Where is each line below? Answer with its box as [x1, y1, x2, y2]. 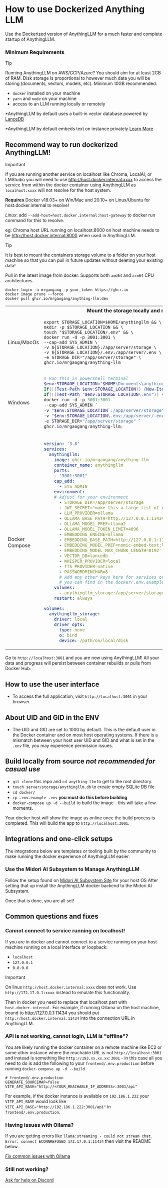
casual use [5, 765, 40, 774]
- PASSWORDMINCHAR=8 [59, 569, 108, 575]
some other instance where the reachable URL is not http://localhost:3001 [5, 1049, 161, 1055]
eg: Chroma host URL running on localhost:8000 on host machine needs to [5, 227, 160, 233]
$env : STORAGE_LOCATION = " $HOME [43, 381, 116, 387]
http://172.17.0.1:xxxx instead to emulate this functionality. [5, 989, 130, 995]
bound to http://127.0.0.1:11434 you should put [5, 1010, 99, 1016]
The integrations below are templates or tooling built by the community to [5, 848, 156, 854]
